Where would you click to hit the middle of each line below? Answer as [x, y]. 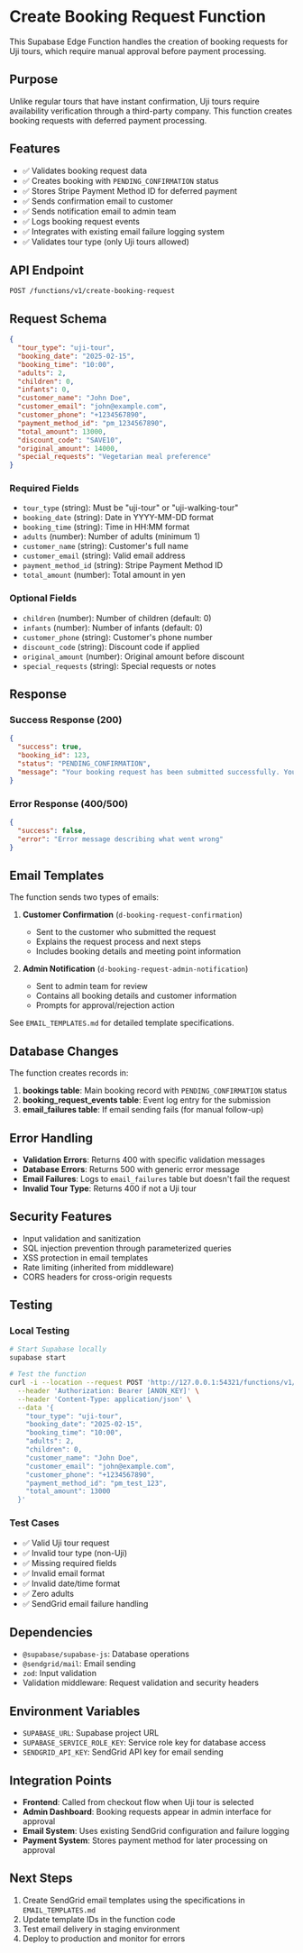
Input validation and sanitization [82, 1238]
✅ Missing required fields [69, 1563]
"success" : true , [50, 747]
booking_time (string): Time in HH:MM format [106, 527]
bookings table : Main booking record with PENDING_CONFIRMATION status [155, 1091]
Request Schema [58, 319]
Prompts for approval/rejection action [106, 1005]
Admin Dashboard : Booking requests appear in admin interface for [147, 1811]
